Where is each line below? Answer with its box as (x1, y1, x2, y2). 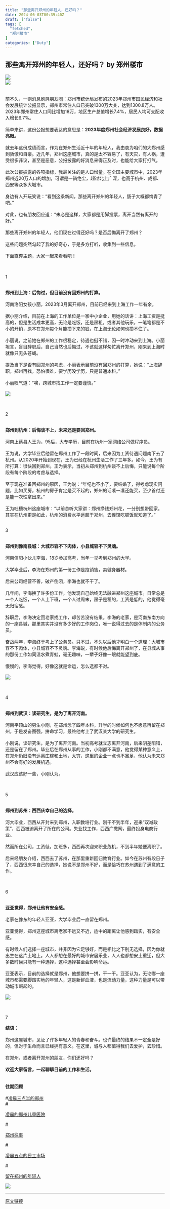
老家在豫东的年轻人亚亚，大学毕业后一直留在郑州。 (5, 916, 112, 922)
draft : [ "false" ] (5, 17, 42, 22)
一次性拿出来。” (14, 493, 46, 499)
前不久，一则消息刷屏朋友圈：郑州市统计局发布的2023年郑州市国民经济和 (5, 96, 158, 102)
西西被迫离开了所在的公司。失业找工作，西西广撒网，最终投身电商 (16, 825, 154, 831)
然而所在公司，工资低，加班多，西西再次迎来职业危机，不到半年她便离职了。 (5, 843, 165, 849)
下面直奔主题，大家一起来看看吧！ (5, 253, 76, 259)
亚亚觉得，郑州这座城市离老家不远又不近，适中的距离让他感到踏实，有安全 (5, 928, 160, 934)
